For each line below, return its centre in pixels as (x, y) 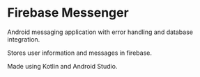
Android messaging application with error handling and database (100, 32)
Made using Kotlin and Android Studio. (62, 66)
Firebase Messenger (68, 13)
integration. (24, 39)
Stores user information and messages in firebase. (79, 53)
